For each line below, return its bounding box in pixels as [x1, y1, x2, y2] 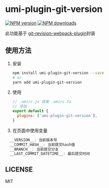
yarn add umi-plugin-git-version [12, 80, 82, 85]
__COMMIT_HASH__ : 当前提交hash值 [9, 142, 76, 147]
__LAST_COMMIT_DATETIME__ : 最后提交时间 [9, 151, 90, 157]
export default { [12, 109, 49, 114]
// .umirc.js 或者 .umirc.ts [12, 99, 72, 104]
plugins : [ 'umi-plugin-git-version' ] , [17, 113, 98, 118]
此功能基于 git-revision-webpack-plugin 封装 [5, 30, 96, 36]
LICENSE [5, 165, 33, 174]
